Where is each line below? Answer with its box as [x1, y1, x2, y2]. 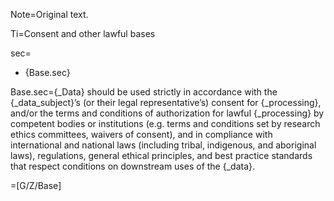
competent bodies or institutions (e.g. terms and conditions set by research [10, 118, 321, 129]
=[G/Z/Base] [10, 180, 62, 191]
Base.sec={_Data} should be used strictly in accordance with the [10, 86, 278, 98]
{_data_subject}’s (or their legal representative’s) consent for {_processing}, [10, 97, 322, 108]
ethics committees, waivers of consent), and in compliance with [10, 129, 273, 140]
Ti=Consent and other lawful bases [10, 28, 156, 39]
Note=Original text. [10, 9, 89, 20]
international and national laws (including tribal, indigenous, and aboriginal [10, 139, 317, 151]
